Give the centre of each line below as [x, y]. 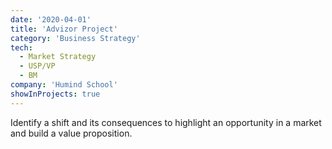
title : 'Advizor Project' [64, 29]
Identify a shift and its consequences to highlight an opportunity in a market [166, 122]
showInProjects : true [55, 94]
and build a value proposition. [71, 133]
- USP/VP [37, 66]
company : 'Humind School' [64, 85]
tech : [21, 47]
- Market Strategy [58, 57]
